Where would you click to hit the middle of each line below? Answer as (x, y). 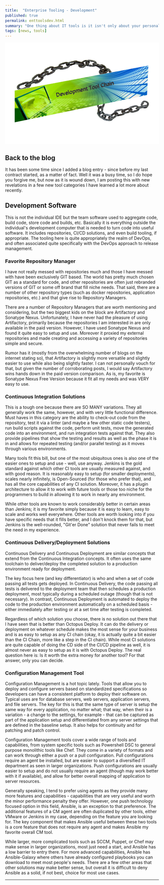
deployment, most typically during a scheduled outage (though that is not (79, 594)
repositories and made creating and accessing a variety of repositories (76, 338)
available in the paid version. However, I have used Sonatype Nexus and (78, 328)
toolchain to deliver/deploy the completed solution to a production (71, 563)
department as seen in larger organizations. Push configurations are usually (81, 766)
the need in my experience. (32, 530)
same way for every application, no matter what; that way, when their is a (79, 710)
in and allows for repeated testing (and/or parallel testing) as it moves (75, 444)
